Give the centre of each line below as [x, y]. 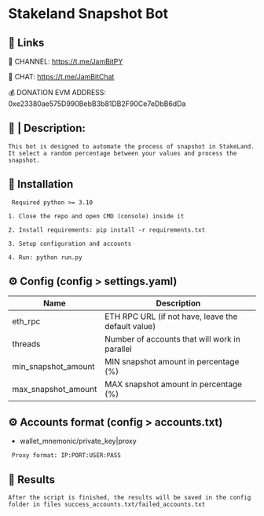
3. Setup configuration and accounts [70, 243]
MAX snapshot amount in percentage [173, 384]
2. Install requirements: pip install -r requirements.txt [107, 230]
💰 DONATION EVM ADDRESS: [57, 92]
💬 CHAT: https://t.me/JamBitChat [61, 77]
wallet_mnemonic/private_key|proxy [78, 441]
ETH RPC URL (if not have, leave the [171, 317]
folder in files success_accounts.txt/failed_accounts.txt [107, 505]
